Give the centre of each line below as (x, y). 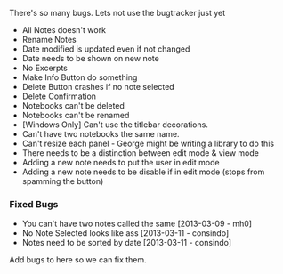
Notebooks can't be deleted (73, 105)
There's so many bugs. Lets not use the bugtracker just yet (117, 13)
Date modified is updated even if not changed (106, 49)
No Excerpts (45, 68)
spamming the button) (63, 181)
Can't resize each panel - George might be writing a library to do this (148, 143)
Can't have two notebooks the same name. (101, 134)
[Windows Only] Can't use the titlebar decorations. (115, 125)
